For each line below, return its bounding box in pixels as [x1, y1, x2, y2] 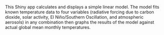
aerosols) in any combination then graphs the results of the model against [5, 19, 155, 25]
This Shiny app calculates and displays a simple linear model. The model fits [5, 4, 160, 10]
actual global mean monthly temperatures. [5, 24, 91, 30]
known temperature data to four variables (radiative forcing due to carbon [5, 9, 155, 15]
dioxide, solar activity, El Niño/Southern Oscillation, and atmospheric [5, 14, 144, 20]
